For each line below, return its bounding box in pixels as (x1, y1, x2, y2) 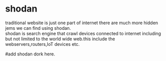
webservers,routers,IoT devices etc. (5, 41, 80, 47)
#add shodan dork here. (5, 51, 55, 57)
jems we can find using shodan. (5, 25, 71, 31)
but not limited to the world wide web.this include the (5, 36, 115, 42)
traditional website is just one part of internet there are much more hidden (5, 20, 158, 26)
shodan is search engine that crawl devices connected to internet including (5, 30, 161, 36)
